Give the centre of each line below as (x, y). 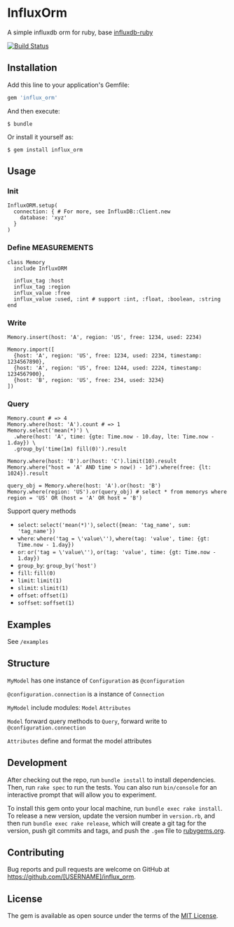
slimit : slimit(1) (43, 588)
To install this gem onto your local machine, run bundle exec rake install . (115, 808)
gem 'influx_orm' (33, 97)
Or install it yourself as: (40, 137)
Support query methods (42, 511)
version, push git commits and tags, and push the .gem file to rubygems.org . (117, 830)
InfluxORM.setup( (33, 206)
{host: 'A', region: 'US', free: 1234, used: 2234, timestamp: (108, 355)
